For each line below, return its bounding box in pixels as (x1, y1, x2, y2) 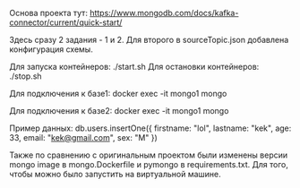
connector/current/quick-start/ (9, 17, 123, 28)
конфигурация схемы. (9, 44, 94, 55)
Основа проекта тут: (9, 8, 88, 18)
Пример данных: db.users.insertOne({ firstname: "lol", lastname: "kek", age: (9, 123, 292, 133)
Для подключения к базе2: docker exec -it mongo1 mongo (9, 106, 229, 115)
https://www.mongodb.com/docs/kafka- (89, 8, 239, 18)
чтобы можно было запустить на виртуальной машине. (9, 169, 221, 179)
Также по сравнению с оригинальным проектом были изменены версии (9, 150, 288, 160)
